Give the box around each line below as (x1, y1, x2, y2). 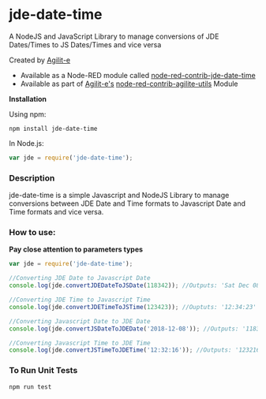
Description (9, 172, 55, 183)
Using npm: (9, 109, 47, 119)
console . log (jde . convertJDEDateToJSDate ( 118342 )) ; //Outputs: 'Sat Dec (9, 282, 249, 289)
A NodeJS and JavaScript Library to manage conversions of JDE (9, 32, 219, 41)
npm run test (9, 382, 52, 391)
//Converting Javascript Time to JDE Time (9, 339, 151, 347)
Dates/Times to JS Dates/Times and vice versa (9, 39, 162, 49)
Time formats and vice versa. (9, 207, 104, 217)
